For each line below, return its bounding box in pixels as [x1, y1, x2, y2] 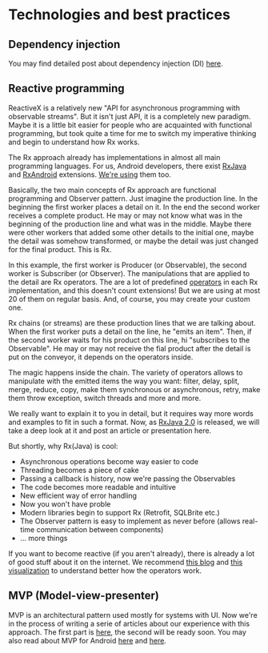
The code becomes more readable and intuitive [19, 482, 176, 491]
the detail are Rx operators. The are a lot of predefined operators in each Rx [8, 277, 258, 286]
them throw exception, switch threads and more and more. [8, 393, 202, 403]
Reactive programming [8, 82, 126, 95]
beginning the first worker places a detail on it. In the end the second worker [8, 202, 261, 211]
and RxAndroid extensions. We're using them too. [8, 170, 172, 179]
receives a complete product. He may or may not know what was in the [8, 210, 242, 220]
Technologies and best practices [8, 6, 230, 24]
